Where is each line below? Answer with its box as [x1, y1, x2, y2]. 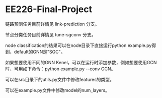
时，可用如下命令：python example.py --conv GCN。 [5, 66, 116, 72]
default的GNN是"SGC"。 [14, 48, 65, 55]
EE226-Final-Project [5, 4, 92, 15]
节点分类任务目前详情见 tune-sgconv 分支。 [5, 31, 96, 37]
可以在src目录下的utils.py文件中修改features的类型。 [5, 76, 115, 82]
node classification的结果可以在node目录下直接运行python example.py [5, 42, 152, 48]
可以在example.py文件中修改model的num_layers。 [5, 87, 110, 93]
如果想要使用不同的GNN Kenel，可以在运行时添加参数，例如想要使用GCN [5, 59, 157, 65]
